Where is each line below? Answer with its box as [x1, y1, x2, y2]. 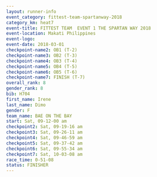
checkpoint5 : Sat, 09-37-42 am [6, 140, 83, 146]
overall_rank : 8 [6, 80, 46, 86]
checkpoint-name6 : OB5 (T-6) [6, 69, 78, 75]
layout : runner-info [6, 8, 57, 15]
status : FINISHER [6, 162, 49, 168]
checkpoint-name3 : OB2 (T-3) [6, 53, 78, 58]
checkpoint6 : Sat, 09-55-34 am [6, 146, 83, 152]
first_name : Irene [6, 96, 51, 102]
